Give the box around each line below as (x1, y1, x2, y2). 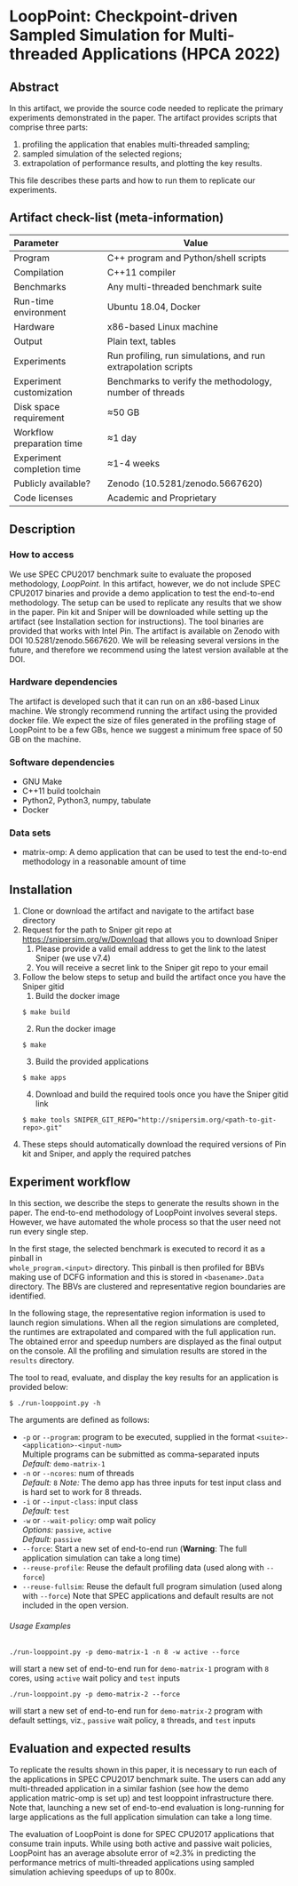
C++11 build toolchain (21, 786, 101, 796)
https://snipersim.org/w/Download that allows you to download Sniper (21, 934, 278, 945)
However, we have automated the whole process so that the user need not (9, 1217, 281, 1227)
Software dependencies (9, 755, 115, 768)
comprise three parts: (9, 122, 89, 132)
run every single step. (9, 1227, 89, 1237)
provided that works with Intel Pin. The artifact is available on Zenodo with (9, 625, 280, 636)
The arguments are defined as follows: (9, 1415, 151, 1426)
